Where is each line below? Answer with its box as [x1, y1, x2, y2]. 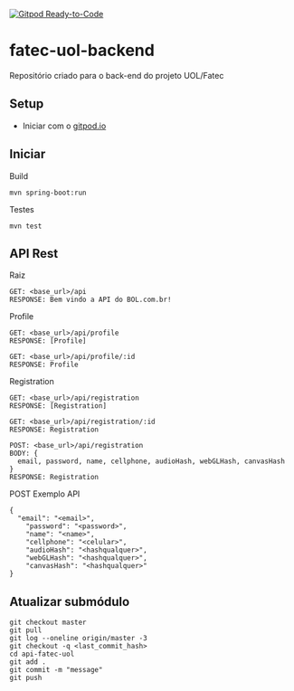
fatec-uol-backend [9, 41, 156, 61]
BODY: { [9, 449, 39, 459]
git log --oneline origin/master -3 [9, 634, 147, 643]
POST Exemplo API [9, 488, 81, 499]
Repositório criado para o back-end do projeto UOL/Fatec [9, 70, 224, 80]
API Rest [9, 245, 59, 261]
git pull [9, 626, 43, 635]
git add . [9, 658, 47, 667]
